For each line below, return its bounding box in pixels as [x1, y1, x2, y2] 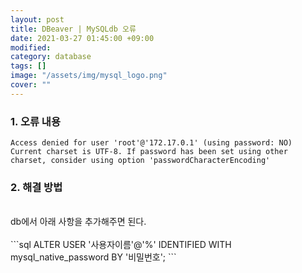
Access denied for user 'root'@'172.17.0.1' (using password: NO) [10, 138, 293, 148]
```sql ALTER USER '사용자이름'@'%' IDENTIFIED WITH [10, 239, 232, 251]
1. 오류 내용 [10, 114, 61, 128]
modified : [10, 42, 52, 53]
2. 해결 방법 [10, 180, 63, 194]
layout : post [10, 14, 65, 25]
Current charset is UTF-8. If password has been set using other [10, 147, 288, 157]
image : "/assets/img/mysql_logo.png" [10, 71, 168, 81]
